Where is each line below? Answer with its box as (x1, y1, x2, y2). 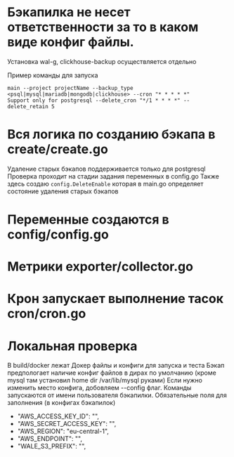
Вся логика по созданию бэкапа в (7, 127, 216, 143)
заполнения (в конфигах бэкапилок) (7, 399, 116, 407)
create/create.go (7, 141, 109, 157)
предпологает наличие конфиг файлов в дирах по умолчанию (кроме (7, 368, 216, 377)
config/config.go (7, 226, 109, 243)
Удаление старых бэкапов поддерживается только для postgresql (7, 165, 206, 173)
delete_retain (7, 103, 49, 110)
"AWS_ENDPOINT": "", (17, 435, 83, 443)
